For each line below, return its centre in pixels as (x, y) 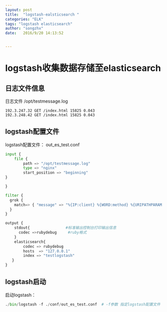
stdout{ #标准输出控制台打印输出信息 (65, 228)
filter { (14, 195)
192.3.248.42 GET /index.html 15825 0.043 (50, 115)
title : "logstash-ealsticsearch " (42, 15)
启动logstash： (20, 295)
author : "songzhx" (24, 29)
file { (21, 159)
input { (13, 154)
